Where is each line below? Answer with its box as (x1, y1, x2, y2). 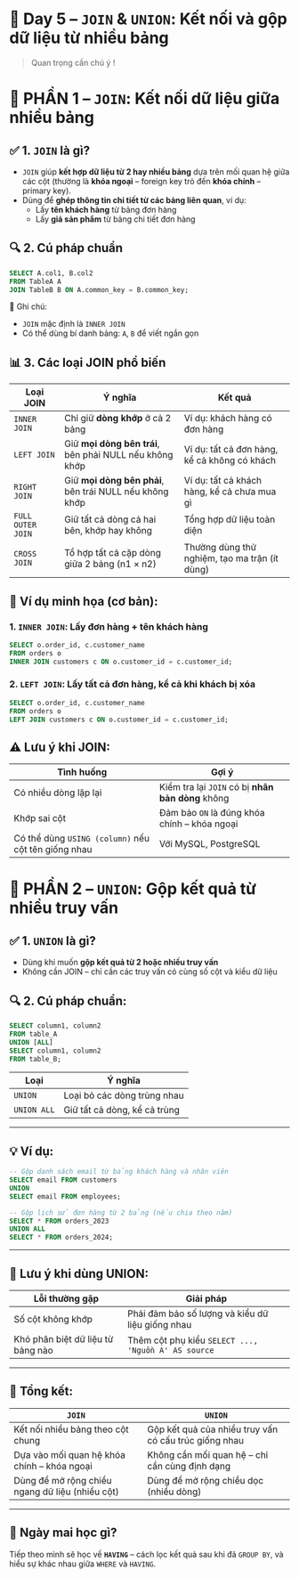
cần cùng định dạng (146, 1460, 231, 1472)
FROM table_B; (9, 1054, 62, 1063)
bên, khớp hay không (63, 525, 153, 537)
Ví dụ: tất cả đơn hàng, (183, 443, 279, 456)
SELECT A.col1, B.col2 (9, 268, 93, 278)
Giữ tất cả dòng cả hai (63, 513, 157, 525)
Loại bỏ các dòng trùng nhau (63, 1089, 184, 1102)
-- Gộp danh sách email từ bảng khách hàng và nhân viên (9, 1167, 229, 1176)
